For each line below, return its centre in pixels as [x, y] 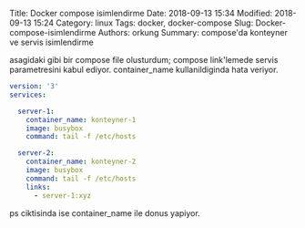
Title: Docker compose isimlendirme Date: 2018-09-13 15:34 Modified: [141, 13]
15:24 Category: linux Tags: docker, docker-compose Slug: [143, 23]
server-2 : [36, 153]
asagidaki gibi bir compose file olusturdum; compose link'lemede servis [144, 60]
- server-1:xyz [62, 195]
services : [28, 95]
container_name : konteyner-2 [81, 162]
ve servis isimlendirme [51, 42]
